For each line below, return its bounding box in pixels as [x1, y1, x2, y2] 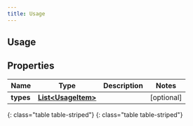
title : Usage [7, 10, 46, 17]
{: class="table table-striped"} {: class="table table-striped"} [7, 110, 183, 119]
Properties [7, 60, 55, 72]
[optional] [149, 92, 182, 102]
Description [102, 80, 144, 90]
